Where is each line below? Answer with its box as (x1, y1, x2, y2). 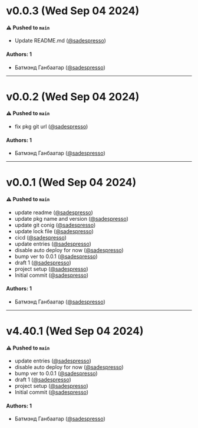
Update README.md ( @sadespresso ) (14, 37, 106, 44)
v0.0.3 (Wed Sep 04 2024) (6, 4, 140, 18)
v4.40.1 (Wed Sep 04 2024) (6, 324, 144, 338)
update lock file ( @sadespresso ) (14, 227, 94, 234)
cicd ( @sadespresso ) (14, 234, 67, 241)
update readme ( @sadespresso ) (14, 208, 93, 216)
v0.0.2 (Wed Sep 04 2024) (6, 90, 140, 103)
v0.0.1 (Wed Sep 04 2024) (6, 176, 137, 190)
